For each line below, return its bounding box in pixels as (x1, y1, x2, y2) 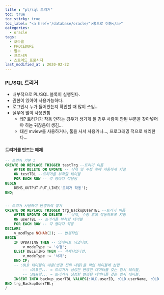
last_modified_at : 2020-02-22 (5, 62, 69, 67)
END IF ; (14, 258, 29, 263)
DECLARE (5, 226, 21, 231)
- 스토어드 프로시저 (9, 58, 43, 63)
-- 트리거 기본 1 (5, 158, 35, 163)
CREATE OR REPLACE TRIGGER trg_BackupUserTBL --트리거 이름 (5, 208, 126, 213)
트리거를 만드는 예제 (5, 147, 43, 153)
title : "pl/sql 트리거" (5, 7, 53, 12)
